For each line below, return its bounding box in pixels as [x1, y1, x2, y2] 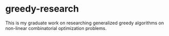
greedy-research [5, 3, 79, 15]
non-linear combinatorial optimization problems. [5, 25, 107, 31]
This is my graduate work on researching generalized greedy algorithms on [5, 20, 164, 26]
